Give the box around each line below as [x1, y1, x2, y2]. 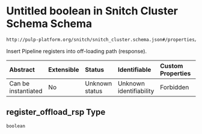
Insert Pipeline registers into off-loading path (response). [6, 47, 147, 54]
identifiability [117, 87, 155, 95]
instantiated [9, 87, 43, 95]
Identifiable [117, 65, 151, 74]
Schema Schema [6, 17, 93, 31]
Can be [9, 79, 30, 87]
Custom [160, 62, 183, 70]
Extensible [47, 65, 79, 74]
